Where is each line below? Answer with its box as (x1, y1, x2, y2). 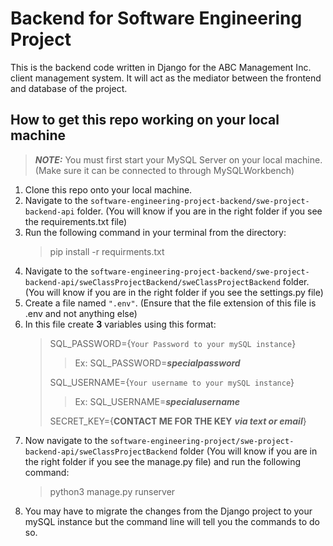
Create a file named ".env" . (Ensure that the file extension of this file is (24, 297, 317, 309)
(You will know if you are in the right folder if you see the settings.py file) (24, 286, 324, 298)
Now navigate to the (24, 434, 108, 446)
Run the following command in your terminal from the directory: (24, 226, 287, 238)
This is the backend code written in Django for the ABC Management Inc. (10, 61, 312, 73)
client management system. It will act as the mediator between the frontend (10, 72, 322, 84)
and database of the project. (10, 82, 128, 94)
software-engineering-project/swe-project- (109, 436, 295, 446)
